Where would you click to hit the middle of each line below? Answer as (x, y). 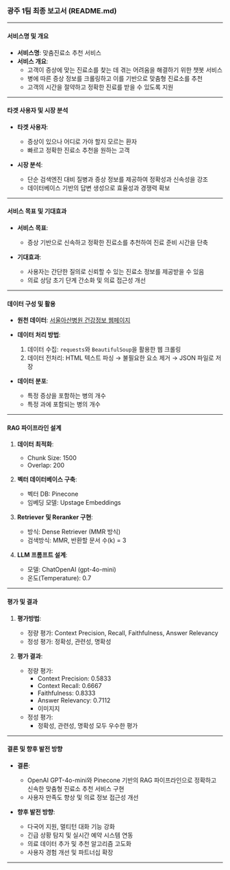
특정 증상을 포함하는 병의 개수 (66, 396)
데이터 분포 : (33, 381)
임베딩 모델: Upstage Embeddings (74, 503)
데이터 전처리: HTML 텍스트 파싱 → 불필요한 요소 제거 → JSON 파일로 (120, 358)
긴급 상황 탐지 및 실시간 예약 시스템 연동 (80, 835)
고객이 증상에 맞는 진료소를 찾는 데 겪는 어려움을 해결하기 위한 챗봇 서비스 (125, 69)
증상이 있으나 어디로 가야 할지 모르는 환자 (82, 141)
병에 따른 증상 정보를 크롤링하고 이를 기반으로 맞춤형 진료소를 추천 (115, 78)
